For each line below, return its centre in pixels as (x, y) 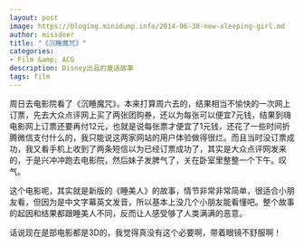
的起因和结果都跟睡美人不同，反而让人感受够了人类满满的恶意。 (128, 213)
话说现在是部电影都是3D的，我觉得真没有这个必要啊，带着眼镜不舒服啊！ (146, 232)
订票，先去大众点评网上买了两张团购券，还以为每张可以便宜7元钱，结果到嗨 (150, 115)
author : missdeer (42, 34)
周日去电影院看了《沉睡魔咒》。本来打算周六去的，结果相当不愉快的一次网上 (150, 103)
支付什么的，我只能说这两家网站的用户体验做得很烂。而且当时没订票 (160, 137)
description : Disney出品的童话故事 (71, 69)
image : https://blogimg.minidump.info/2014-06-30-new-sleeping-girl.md (147, 26)
